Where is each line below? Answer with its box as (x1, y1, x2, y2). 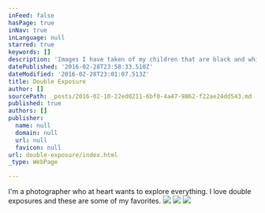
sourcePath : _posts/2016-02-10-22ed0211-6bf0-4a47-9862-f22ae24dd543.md (8, 92, 252, 100)
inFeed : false (8, 11, 55, 20)
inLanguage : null (8, 33, 65, 42)
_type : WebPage (8, 159, 58, 166)
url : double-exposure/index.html (8, 151, 118, 159)
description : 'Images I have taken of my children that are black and (8, 56, 245, 64)
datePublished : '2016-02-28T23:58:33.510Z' (8, 63, 154, 71)
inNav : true (8, 26, 47, 34)
